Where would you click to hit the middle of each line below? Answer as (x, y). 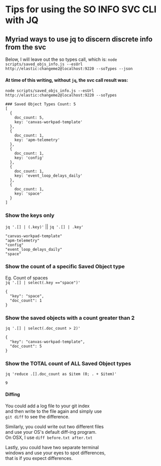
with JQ (22, 20)
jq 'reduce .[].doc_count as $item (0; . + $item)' (61, 374)
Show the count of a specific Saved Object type (65, 267)
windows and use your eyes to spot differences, (55, 453)
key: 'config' (29, 158)
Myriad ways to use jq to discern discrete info (79, 39)
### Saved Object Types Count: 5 (41, 104)
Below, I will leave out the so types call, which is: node (61, 59)
